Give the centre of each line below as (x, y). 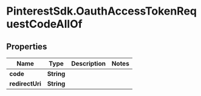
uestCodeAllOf (45, 24)
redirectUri (25, 84)
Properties (27, 46)
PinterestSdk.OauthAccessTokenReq (102, 11)
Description (88, 63)
